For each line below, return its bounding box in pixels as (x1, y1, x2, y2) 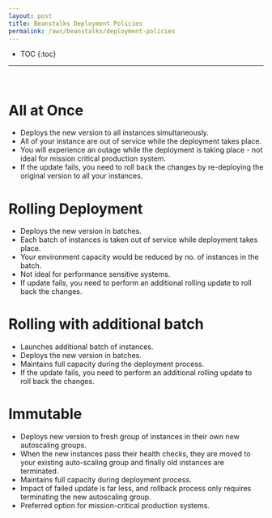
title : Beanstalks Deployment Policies (8, 19, 143, 28)
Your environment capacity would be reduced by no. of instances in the (19, 253, 259, 262)
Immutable (8, 405, 83, 423)
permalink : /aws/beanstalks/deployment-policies (8, 27, 176, 35)
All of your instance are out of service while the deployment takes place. (19, 136, 262, 146)
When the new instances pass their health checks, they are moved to (19, 449, 251, 459)
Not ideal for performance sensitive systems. (19, 270, 171, 279)
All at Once (8, 101, 84, 119)
